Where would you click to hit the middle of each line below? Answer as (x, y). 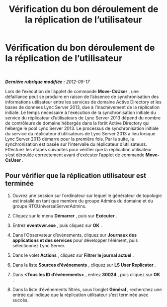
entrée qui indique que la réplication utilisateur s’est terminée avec (80, 295)
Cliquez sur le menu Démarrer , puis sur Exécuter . (65, 215)
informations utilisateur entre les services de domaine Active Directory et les (83, 102)
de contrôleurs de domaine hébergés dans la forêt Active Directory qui (78, 123)
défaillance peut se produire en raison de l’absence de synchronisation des (82, 97)
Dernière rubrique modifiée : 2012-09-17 (47, 82)
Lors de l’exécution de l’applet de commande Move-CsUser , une (72, 91)
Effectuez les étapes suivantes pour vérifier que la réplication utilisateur (79, 149)
